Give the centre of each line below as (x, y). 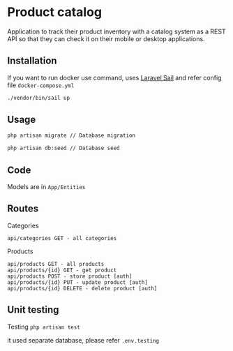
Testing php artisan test (44, 327)
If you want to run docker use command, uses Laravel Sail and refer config (114, 77)
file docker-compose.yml (41, 85)
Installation (32, 61)
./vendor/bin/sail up (39, 98)
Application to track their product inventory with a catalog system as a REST (116, 31)
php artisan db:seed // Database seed (63, 148)
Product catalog (55, 12)
